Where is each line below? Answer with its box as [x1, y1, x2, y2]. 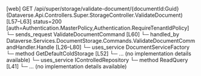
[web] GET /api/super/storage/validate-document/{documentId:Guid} [6, 5, 179, 12]
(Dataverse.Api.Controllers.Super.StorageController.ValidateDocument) [6, 11, 183, 19]
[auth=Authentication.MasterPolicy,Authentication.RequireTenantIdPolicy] [6, 24, 189, 31]
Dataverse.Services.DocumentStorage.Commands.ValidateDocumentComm [6, 37, 196, 44]
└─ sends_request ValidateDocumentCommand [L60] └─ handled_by [6, 31, 180, 38]
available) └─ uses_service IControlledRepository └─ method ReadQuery [6, 57, 188, 63]
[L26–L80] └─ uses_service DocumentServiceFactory [55, 43, 189, 51]
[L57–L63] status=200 [6, 18, 62, 25]
